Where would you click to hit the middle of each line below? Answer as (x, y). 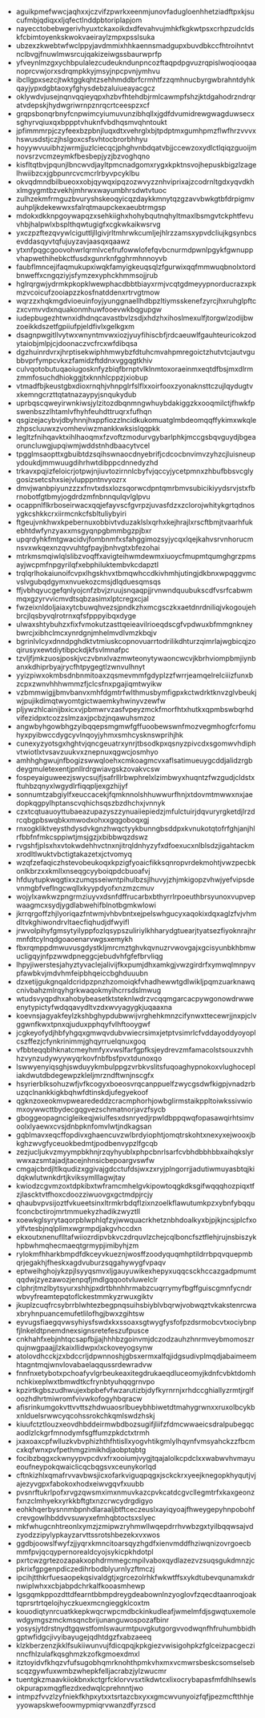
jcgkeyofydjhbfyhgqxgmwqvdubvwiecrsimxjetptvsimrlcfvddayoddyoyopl (136, 1033)
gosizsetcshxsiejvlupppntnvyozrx (71, 479)
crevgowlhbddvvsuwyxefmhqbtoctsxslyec (86, 1518)
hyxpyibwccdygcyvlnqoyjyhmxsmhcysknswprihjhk (100, 735)
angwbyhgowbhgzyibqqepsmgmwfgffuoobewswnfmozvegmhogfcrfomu (136, 726)
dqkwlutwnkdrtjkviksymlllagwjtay (70, 1177)
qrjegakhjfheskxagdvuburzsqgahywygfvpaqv (91, 1262)
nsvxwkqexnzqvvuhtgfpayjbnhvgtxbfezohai (88, 547)
